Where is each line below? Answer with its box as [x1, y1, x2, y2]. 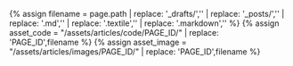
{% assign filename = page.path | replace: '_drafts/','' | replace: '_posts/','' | [9, 9, 285, 19]
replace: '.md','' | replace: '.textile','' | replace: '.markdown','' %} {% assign [9, 18, 280, 29]
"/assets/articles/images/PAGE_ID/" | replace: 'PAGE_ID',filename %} [9, 46, 261, 57]
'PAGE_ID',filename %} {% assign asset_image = [9, 37, 187, 47]
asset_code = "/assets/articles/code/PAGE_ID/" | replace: [9, 28, 220, 37]
